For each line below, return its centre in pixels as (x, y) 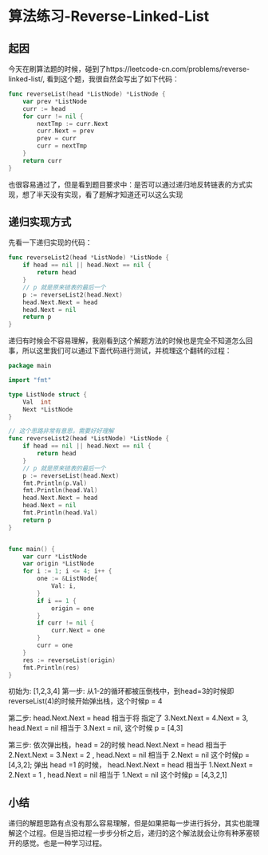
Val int (37, 402)
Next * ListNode (48, 409)
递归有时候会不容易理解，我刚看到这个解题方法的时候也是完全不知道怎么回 (130, 341)
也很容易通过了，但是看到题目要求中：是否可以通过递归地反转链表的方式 (127, 184)
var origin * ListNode (58, 564)
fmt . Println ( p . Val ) (55, 483)
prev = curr (57, 139)
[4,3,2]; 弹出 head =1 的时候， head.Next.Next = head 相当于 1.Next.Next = (131, 765)
